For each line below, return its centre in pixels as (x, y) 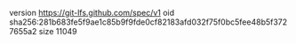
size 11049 (58, 31)
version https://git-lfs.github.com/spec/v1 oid (92, 13)
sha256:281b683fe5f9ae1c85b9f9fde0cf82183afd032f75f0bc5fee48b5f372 (148, 22)
